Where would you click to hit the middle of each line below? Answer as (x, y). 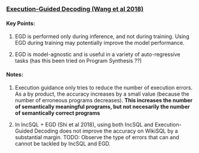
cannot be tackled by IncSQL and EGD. (62, 144)
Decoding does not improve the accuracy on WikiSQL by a (106, 131)
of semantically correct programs (57, 113)
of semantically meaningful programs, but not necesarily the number (102, 107)
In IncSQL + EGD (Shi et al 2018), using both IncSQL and (84, 125)
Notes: (15, 74)
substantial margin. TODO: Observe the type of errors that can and (97, 137)
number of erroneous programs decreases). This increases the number (104, 100)
